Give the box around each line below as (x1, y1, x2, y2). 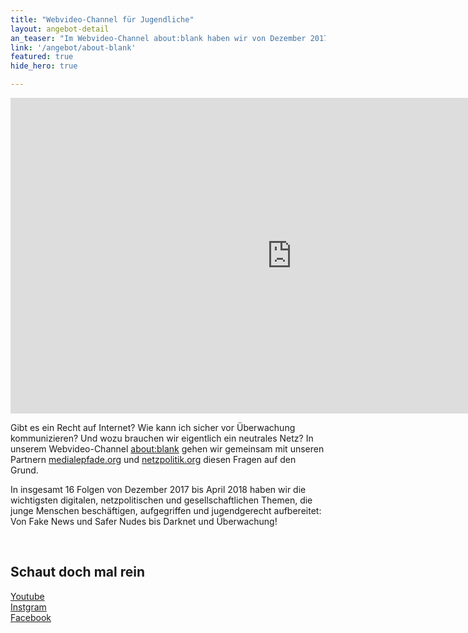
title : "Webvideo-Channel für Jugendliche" (10, 14, 195, 25)
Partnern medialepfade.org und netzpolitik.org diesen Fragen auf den (10, 454, 297, 465)
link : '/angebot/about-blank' (10, 42, 137, 53)
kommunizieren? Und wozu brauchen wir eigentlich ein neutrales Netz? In (10, 432, 314, 444)
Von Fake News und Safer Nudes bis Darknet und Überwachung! (10, 516, 278, 527)
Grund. (10, 464, 39, 476)
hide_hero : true (10, 61, 78, 71)
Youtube (10, 590, 45, 602)
